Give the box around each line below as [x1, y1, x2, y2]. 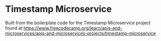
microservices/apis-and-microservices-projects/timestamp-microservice [5, 30, 156, 36]
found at [5, 25, 22, 31]
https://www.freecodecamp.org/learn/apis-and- [23, 25, 122, 31]
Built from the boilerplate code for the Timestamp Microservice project [5, 20, 151, 26]
